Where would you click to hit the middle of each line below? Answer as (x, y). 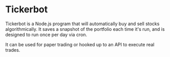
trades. (13, 50)
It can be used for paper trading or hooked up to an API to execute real (80, 44)
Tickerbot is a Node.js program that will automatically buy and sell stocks (82, 24)
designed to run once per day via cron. (46, 34)
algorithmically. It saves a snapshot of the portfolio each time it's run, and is (85, 29)
